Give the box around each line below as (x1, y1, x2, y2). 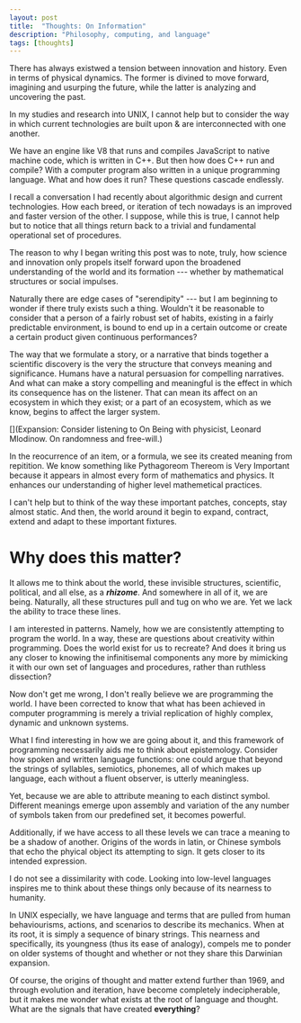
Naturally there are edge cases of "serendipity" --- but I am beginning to (9, 293, 279, 304)
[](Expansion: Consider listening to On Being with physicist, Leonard (9, 424, 262, 435)
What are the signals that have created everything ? (9, 1004, 200, 1015)
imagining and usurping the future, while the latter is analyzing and (9, 82, 257, 93)
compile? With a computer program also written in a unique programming (9, 165, 280, 175)
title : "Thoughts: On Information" (9, 22, 146, 31)
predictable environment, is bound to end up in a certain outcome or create (9, 322, 288, 333)
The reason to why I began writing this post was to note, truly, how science (9, 247, 288, 258)
